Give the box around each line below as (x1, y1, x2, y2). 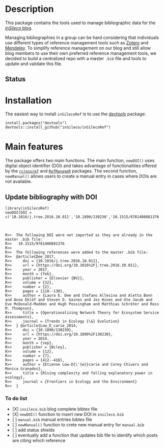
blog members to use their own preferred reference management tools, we (5, 50, 157, 56)
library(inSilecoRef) (5, 206, 50, 211)
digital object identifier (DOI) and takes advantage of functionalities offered (5, 163, 157, 169)
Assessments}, (5, 314, 34, 320)
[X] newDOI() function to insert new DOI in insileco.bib (12, 412, 124, 417)
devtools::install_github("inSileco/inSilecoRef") (5, 125, 111, 130)
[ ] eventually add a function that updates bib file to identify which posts (12, 432, 158, 438)
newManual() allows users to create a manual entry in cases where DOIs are (5, 173, 157, 179)
